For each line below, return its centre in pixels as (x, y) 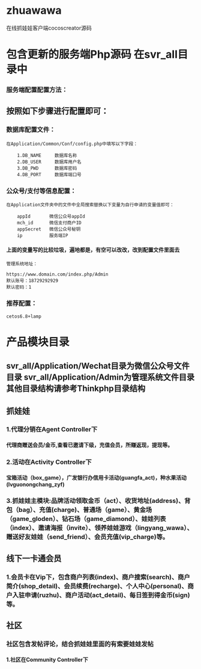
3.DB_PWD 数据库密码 (47, 168)
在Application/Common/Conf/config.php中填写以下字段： (72, 144)
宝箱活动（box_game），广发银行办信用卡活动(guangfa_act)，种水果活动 (97, 477)
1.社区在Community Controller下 (47, 659)
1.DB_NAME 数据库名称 (47, 155)
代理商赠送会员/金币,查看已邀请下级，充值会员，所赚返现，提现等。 (90, 445)
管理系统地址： (22, 264)
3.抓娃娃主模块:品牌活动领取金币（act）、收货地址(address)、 (95, 501)
